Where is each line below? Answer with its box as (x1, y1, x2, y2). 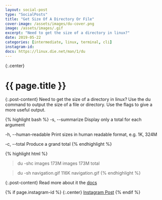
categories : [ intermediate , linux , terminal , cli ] (5, 40, 112, 45)
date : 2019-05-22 (5, 35, 41, 40)
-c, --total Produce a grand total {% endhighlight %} (5, 141, 112, 147)
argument (5, 122, 25, 128)
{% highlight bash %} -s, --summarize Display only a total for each (5, 116, 142, 122)
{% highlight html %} (5, 151, 48, 157)
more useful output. (5, 107, 46, 113)
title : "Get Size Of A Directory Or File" (5, 16, 94, 21)
